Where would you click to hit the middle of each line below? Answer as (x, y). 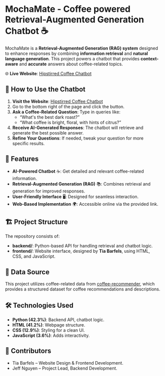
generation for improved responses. (49, 191)
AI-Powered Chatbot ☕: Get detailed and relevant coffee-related (78, 171)
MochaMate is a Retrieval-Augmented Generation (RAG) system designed (82, 48)
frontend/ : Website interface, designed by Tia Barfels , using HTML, (81, 251)
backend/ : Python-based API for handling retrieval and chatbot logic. (82, 246)
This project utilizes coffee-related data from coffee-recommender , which (80, 284)
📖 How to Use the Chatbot (45, 89)
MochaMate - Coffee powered (68, 9)
